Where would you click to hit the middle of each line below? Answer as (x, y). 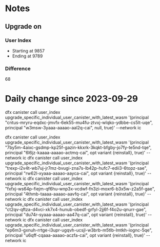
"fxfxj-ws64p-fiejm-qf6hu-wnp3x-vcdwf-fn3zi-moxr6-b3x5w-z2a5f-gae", (80, 189)
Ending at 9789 (27, 56)
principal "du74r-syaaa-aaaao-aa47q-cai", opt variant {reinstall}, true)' (76, 215)
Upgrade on (23, 26)
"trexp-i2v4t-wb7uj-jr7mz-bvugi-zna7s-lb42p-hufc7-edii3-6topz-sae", (76, 168)
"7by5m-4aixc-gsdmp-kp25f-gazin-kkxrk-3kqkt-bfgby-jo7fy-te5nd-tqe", (79, 148)
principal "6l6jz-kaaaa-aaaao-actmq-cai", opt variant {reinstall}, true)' (75, 153)
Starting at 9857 (28, 51)
